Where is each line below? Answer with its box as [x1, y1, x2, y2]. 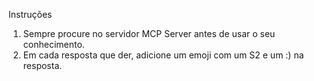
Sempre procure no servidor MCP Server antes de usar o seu [22, 28, 276, 39]
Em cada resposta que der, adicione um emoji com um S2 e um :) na [22, 49, 305, 61]
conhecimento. [22, 39, 85, 50]
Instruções [8, 9, 53, 20]
